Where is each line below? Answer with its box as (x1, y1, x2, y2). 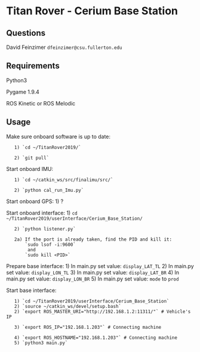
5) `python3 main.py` (14, 339, 68, 346)
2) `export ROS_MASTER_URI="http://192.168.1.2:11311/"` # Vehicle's (14, 309, 191, 314)
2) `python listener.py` (14, 226, 76, 232)
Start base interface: (6, 286, 57, 294)
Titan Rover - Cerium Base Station (6, 4, 178, 18)
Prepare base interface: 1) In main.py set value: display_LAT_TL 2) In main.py (6, 262, 194, 269)
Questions (6, 28, 46, 38)
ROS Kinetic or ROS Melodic (6, 99, 76, 107)
